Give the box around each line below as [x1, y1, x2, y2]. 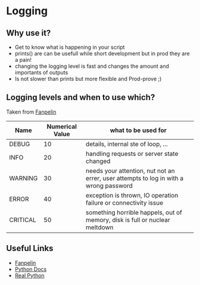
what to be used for [110, 126, 167, 134]
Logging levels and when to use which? [6, 92, 155, 102]
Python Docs [14, 265, 47, 273]
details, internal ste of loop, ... [85, 140, 168, 148]
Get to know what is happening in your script [14, 43, 125, 51]
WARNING [9, 174, 38, 182]
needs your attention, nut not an [85, 167, 175, 175]
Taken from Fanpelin [6, 108, 57, 115]
